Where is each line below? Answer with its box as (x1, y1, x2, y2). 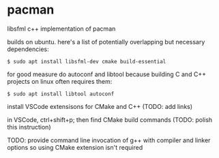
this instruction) (7, 123, 51, 131)
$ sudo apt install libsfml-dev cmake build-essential (7, 58, 166, 65)
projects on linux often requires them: (7, 77, 113, 85)
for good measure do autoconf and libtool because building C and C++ (7, 70, 207, 78)
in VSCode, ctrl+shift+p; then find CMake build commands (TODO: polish (7, 115, 213, 124)
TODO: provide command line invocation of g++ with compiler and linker (7, 136, 211, 144)
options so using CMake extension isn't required (7, 143, 143, 151)
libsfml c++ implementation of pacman (7, 25, 116, 33)
